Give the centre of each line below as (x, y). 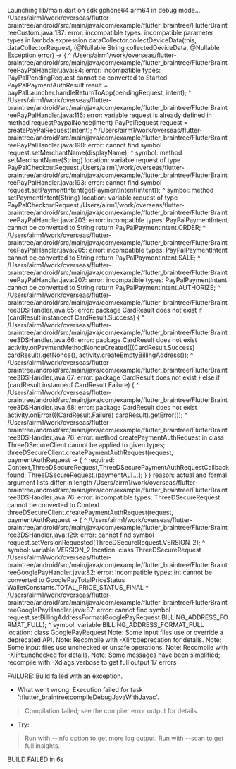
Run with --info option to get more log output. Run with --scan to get (124, 738)
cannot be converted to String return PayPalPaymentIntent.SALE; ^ (104, 258)
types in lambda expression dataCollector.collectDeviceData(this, (102, 40)
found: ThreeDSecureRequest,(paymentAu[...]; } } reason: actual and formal (117, 475)
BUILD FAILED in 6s (36, 759)
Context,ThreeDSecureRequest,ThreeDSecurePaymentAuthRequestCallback (118, 467)
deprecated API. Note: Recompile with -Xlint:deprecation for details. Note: (114, 640)
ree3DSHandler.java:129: (43, 535)
